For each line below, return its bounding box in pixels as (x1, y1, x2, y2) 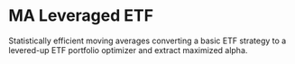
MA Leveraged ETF (8, 5, 154, 26)
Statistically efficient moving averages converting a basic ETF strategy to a (8, 35, 287, 46)
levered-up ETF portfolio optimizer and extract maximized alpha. (8, 44, 248, 55)
